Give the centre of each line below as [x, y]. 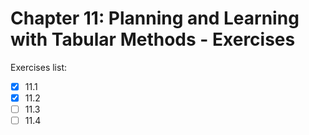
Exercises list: [38, 67]
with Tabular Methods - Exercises [153, 39]
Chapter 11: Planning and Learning [155, 18]
